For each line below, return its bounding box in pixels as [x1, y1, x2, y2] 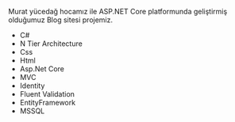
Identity [19, 81, 45, 90]
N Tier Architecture [19, 39, 83, 48]
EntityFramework [19, 98, 76, 107]
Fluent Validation [19, 90, 75, 98]
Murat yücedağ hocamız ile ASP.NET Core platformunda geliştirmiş [8, 7, 228, 16]
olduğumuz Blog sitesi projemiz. [8, 15, 114, 25]
